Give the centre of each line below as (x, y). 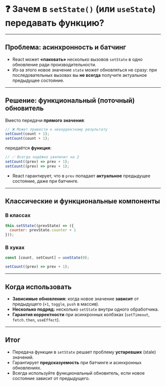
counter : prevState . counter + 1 (43, 230)
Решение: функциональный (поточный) (70, 101)
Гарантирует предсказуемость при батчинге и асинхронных (77, 362)
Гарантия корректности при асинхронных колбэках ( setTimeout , (81, 314)
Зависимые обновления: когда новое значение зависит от (76, 299)
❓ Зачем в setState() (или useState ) (81, 9)
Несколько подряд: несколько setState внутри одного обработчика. (85, 309)
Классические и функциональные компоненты (83, 201)
